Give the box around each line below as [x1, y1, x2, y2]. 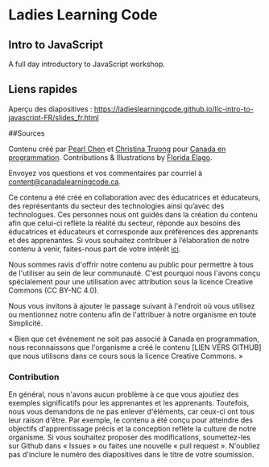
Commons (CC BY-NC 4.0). [8, 285, 99, 295]
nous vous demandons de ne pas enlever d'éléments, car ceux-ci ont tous [8, 406, 255, 417]
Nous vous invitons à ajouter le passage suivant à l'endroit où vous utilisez [8, 301, 255, 310]
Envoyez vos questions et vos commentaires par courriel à [8, 168, 203, 178]
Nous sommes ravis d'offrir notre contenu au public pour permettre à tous [8, 259, 254, 269]
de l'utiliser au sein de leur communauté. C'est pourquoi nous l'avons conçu [8, 268, 261, 278]
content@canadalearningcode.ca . [8, 176, 121, 187]
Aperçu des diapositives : [8, 103, 93, 114]
